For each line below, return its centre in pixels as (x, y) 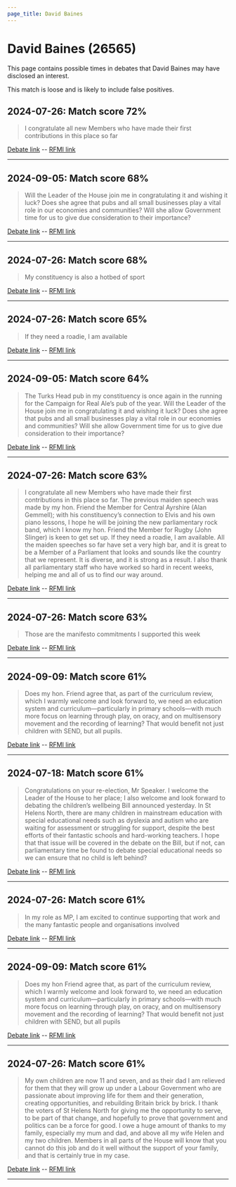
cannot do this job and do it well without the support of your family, (122, 1148)
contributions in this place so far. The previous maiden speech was (122, 500)
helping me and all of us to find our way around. (94, 575)
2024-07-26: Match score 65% (77, 319)
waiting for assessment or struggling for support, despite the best (120, 828)
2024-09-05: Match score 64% (78, 379)
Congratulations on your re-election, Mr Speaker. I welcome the (117, 790)
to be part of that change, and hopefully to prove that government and (126, 1118)
